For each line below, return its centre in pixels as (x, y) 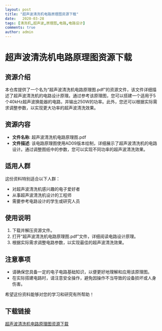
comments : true (20, 28)
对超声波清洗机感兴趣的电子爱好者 (46, 189)
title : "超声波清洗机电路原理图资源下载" (42, 14)
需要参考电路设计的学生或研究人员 (46, 201)
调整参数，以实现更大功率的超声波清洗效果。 (53, 108)
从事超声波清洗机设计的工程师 (42, 195)
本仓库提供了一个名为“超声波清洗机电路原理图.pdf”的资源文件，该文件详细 (79, 90)
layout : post (18, 9)
